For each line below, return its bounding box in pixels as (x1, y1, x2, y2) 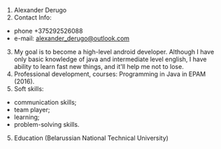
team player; (13, 106, 50, 113)
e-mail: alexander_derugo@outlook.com (13, 34, 130, 42)
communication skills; (13, 98, 77, 107)
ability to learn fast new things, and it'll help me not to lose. (13, 63, 184, 70)
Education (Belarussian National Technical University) (13, 134, 169, 142)
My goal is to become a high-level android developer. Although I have (13, 48, 215, 56)
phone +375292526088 (13, 27, 83, 35)
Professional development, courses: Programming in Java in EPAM (13, 70, 206, 78)
